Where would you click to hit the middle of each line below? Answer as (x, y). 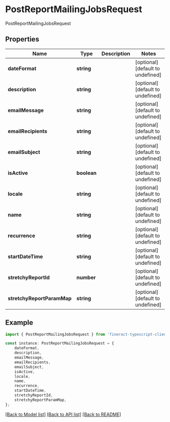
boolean (87, 173)
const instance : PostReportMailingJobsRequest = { (60, 343)
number (86, 277)
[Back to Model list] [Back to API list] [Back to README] (63, 414)
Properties (22, 39)
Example (19, 323)
